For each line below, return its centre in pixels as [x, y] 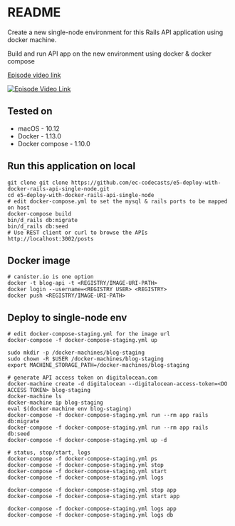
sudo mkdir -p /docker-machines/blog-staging [76, 353]
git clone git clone [38, 183]
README [34, 12]
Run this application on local [72, 166]
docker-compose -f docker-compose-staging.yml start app [94, 497]
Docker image [39, 260]
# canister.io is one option [51, 277]
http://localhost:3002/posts [51, 239]
